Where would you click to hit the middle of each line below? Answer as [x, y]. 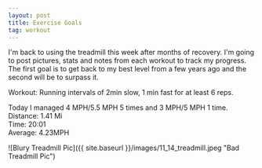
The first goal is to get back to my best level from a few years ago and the [127, 69]
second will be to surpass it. [54, 77]
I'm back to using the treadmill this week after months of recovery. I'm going [131, 53]
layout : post [29, 15]
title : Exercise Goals [45, 23]
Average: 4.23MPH [39, 133]
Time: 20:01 [27, 124]
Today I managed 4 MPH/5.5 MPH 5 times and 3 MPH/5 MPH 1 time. [118, 108]
